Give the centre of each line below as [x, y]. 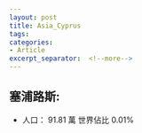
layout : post [33, 17]
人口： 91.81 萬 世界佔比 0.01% [78, 120]
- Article [28, 51]
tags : [19, 34]
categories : [31, 42]
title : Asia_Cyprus [45, 26]
